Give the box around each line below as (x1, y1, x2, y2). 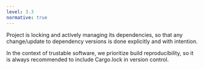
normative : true (6, 15, 47, 21)
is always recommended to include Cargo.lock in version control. (6, 56, 169, 63)
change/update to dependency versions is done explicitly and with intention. (6, 38, 198, 45)
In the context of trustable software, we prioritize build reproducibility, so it (6, 49, 194, 56)
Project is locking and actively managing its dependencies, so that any (6, 31, 183, 38)
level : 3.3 (6, 8, 34, 15)
